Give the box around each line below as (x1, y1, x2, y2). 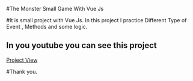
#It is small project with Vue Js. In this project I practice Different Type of (6, 17, 187, 23)
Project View (6, 56, 38, 64)
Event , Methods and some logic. (6, 23, 88, 30)
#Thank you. (6, 68, 38, 75)
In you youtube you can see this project (6, 40, 158, 50)
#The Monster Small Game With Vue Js (6, 5, 104, 12)
